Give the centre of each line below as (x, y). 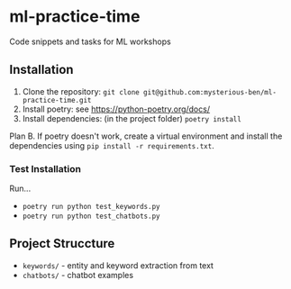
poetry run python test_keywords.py (91, 207)
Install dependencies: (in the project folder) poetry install (132, 118)
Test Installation (45, 168)
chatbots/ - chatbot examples (77, 275)
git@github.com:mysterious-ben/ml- (210, 92)
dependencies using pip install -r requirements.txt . (112, 145)
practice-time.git (57, 100)
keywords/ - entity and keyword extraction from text (118, 265)
